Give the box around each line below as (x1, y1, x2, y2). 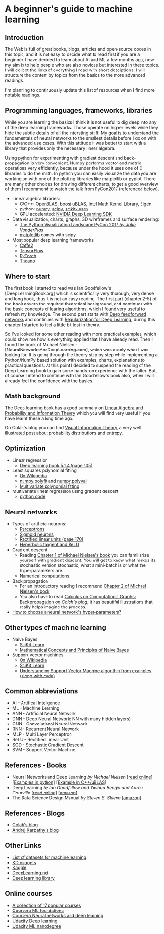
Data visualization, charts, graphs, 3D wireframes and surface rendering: (12, 216, 159, 222)
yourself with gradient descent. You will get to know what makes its (19, 557, 156, 563)
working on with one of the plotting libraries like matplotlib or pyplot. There (5, 175, 156, 182)
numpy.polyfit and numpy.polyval (19, 478, 87, 484)
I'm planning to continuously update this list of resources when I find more (5, 87, 155, 93)
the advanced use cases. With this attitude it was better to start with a (5, 140, 146, 146)
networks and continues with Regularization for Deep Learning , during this (5, 316, 155, 322)
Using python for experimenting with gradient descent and (5, 155, 123, 161)
